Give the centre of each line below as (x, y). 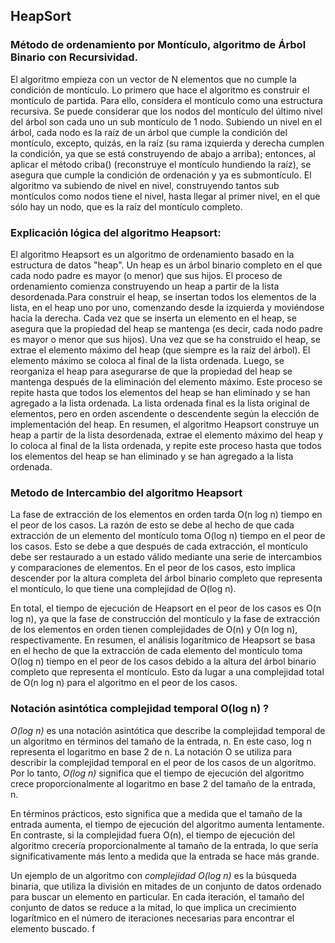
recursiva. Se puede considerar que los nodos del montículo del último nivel (166, 111)
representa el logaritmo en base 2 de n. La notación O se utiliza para (151, 751)
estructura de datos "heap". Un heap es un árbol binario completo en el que (166, 265)
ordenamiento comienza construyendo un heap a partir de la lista (145, 286)
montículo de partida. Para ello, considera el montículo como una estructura (166, 100)
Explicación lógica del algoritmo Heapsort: (116, 232)
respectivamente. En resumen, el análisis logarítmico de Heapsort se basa (163, 640)
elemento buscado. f (53, 928)
